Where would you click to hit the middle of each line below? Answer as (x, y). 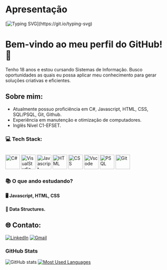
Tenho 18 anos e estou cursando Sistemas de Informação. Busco (74, 69)
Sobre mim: (24, 97)
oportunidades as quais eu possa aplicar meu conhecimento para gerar (81, 75)
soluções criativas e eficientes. (38, 80)
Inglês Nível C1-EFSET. (37, 125)
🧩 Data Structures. (25, 209)
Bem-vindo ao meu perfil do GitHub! (84, 44)
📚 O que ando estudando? (39, 181)
